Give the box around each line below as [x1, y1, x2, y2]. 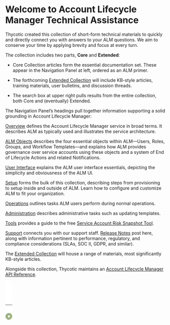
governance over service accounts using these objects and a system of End [5, 149, 164, 155]
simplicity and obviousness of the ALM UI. [5, 170, 94, 176]
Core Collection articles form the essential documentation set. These [12, 62, 157, 68]
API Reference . [5, 271, 37, 277]
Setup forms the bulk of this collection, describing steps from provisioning [5, 179, 160, 185]
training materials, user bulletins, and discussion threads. [12, 83, 132, 89]
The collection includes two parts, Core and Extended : [5, 52, 120, 58]
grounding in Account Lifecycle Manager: [5, 113, 92, 119]
